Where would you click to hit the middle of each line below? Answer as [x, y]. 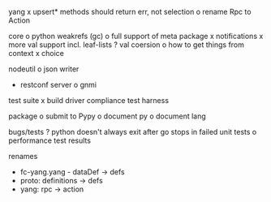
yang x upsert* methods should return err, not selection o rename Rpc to [130, 12]
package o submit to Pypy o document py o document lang [108, 116]
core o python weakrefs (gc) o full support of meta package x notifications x [136, 36]
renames [23, 156]
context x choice [37, 53]
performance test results [50, 140]
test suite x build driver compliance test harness [88, 100]
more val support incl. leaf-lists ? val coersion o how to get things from [127, 45]
